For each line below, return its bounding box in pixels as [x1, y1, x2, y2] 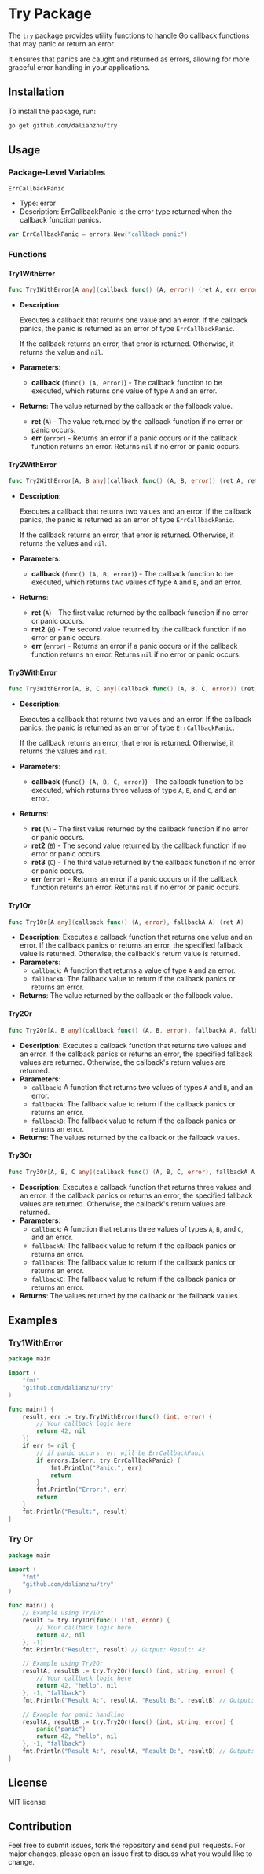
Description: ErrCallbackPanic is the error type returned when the [19, 207, 233, 216]
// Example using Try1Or [22, 1609, 104, 1617]
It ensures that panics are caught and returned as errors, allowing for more [8, 54, 250, 64]
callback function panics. [19, 215, 101, 225]
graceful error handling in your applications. [8, 62, 151, 72]
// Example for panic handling [22, 1710, 125, 1718]
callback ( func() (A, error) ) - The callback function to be [31, 378, 222, 388]
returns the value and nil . [19, 348, 104, 357]
